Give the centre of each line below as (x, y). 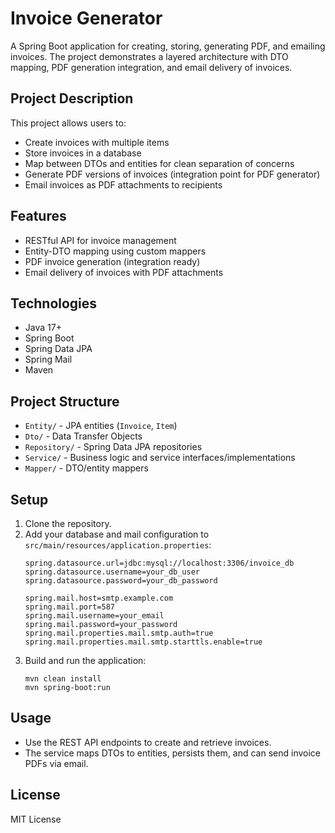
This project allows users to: (68, 123)
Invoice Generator (86, 18)
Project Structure (65, 401)
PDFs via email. (56, 763)
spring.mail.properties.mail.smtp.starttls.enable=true (143, 642)
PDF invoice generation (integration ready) (112, 261)
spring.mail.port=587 (69, 607)
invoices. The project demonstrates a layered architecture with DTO (149, 56)
